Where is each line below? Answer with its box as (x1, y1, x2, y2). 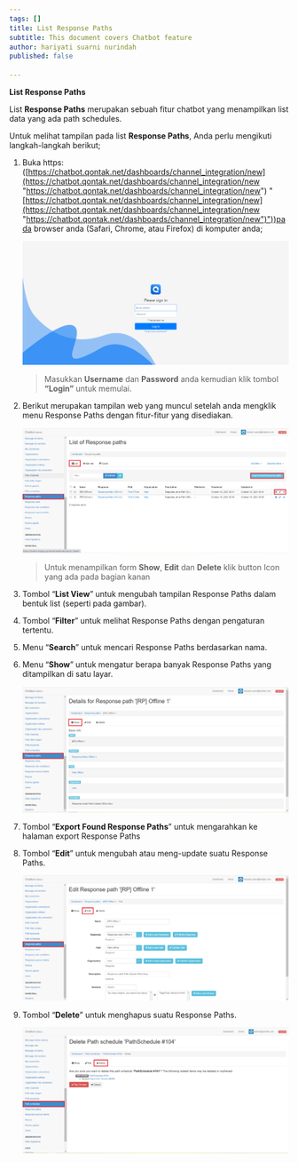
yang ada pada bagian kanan (43, 571, 151, 582)
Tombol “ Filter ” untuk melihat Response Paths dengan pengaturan (21, 616, 265, 626)
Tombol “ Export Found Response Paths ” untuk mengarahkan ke (21, 822, 258, 832)
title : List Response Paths (9, 23, 114, 33)
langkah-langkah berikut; (9, 140, 101, 150)
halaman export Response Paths (21, 831, 141, 841)
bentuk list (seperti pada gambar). (21, 598, 147, 609)
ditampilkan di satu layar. (21, 669, 114, 680)
